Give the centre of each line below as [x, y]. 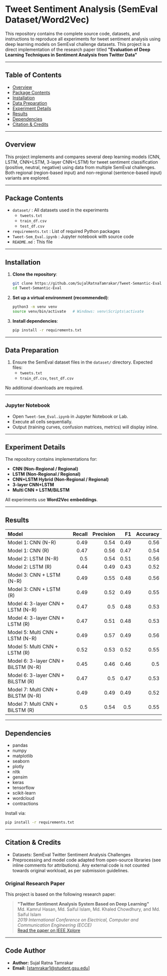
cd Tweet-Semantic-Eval [37, 288]
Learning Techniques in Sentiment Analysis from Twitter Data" [71, 55]
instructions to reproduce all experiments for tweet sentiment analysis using [83, 39]
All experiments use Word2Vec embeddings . [51, 500]
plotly [18, 767]
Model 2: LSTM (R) [30, 567]
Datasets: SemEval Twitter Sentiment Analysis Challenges [71, 854]
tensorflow [23, 788]
